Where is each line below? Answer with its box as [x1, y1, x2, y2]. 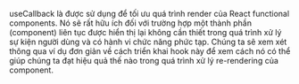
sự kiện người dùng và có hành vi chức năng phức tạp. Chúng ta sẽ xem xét [9, 36, 287, 47]
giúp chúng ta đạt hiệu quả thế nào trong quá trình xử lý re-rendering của [9, 56, 279, 65]
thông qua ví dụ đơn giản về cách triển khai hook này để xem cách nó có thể [9, 46, 291, 57]
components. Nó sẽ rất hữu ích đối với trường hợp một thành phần [9, 18, 253, 28]
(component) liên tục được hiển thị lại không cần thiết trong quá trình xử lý [9, 27, 282, 37]
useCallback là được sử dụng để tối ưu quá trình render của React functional [9, 9, 290, 19]
